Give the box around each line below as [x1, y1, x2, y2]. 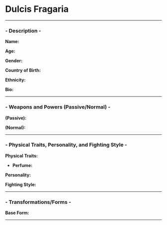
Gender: [5, 58, 23, 64]
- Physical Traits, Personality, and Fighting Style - [5, 141, 128, 148]
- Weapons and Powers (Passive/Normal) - [5, 104, 111, 111]
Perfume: [12, 162, 33, 168]
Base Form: [5, 210, 29, 216]
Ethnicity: [5, 77, 26, 83]
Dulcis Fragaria [5, 3, 69, 15]
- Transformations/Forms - [5, 198, 71, 205]
